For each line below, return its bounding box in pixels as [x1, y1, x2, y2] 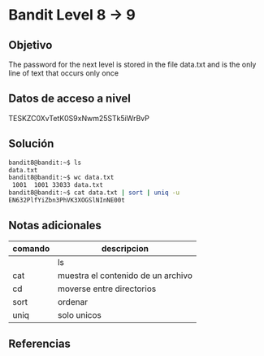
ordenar [57, 296, 88, 307]
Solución [8, 137, 54, 151]
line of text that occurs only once [8, 68, 119, 78]
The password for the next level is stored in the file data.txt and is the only [8, 59, 257, 69]
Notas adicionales [8, 219, 102, 232]
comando [12, 242, 50, 254]
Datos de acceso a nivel [8, 92, 132, 106]
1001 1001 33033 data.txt [11, 181, 104, 189]
